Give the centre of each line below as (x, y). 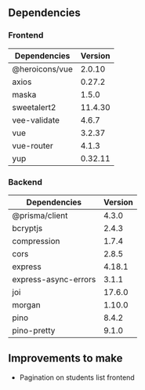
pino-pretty (34, 330)
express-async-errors (54, 279)
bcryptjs (27, 228)
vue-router (33, 145)
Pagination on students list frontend (77, 377)
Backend (25, 182)
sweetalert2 (34, 107)
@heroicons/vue (42, 68)
